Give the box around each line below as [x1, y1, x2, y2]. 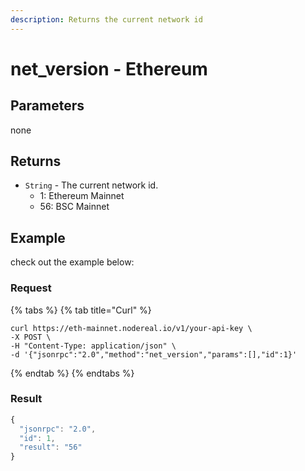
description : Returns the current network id [10, 14, 203, 25]
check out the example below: [10, 256, 135, 268]
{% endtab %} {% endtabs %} [10, 367, 135, 379]
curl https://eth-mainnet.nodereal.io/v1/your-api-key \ [10, 323, 253, 333]
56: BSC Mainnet [39, 201, 110, 213]
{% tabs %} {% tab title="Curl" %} [10, 304, 152, 316]
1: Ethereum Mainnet [39, 190, 125, 202]
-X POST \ [10, 332, 52, 342]
